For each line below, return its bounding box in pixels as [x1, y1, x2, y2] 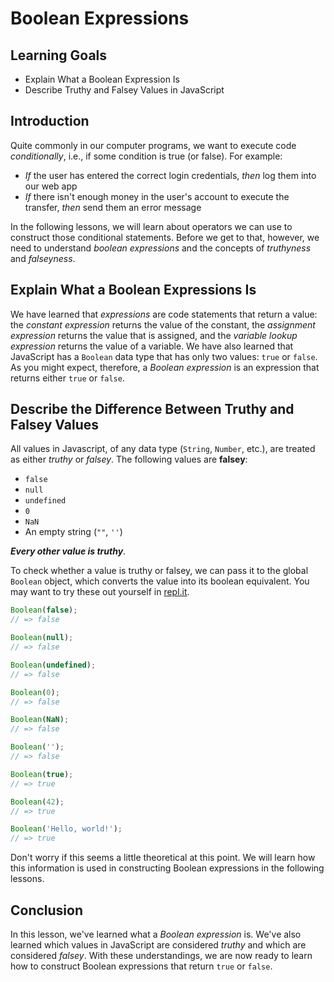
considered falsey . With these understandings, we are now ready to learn [10, 950, 313, 961]
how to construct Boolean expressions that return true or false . [10, 960, 273, 972]
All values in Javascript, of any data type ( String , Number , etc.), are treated [10, 443, 316, 455]
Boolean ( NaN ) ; [10, 715, 70, 725]
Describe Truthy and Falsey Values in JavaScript [24, 84, 225, 96]
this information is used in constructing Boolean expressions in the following [10, 862, 325, 874]
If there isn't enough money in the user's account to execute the [24, 190, 290, 202]
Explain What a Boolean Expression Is [24, 73, 180, 85]
